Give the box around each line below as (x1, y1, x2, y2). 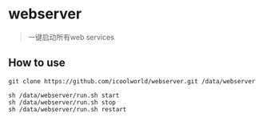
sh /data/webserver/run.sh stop (8, 98, 116, 107)
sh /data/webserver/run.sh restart (8, 105, 127, 113)
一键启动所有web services (27, 32, 114, 42)
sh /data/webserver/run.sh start (8, 91, 120, 99)
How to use (8, 56, 66, 70)
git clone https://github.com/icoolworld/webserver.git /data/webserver (8, 77, 256, 85)
